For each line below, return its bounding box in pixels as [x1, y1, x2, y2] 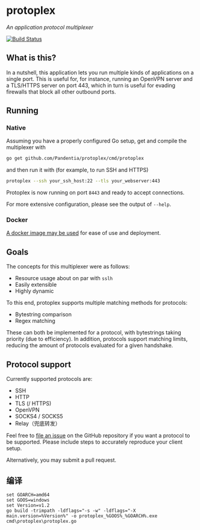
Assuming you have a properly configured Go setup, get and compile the [6, 137, 187, 145]
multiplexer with [6, 144, 46, 151]
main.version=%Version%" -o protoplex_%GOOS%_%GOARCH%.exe [6, 512, 158, 519]
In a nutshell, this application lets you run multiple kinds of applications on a [6, 69, 194, 76]
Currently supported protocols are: [6, 375, 93, 383]
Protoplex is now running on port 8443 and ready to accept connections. [6, 189, 185, 196]
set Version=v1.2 [6, 502, 50, 508]
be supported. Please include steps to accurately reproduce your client [6, 438, 183, 445]
